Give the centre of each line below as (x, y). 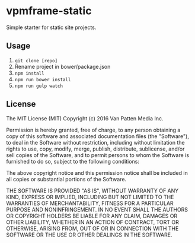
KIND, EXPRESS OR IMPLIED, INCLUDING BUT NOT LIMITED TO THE (90, 197)
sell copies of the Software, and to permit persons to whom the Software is (98, 155)
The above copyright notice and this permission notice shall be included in (97, 172)
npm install (29, 73)
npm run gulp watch (39, 86)
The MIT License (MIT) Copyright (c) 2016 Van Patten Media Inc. (85, 118)
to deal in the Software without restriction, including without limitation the (95, 142)
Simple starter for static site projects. (51, 27)
